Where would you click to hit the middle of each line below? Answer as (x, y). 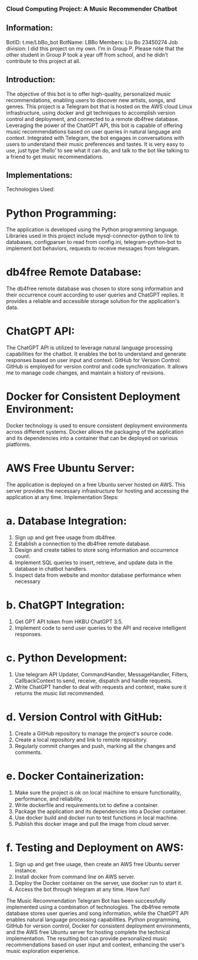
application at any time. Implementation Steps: (63, 497)
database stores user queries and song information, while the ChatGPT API (98, 913)
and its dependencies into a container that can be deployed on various (92, 438)
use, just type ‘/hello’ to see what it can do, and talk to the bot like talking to (98, 150)
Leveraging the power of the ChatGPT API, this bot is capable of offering (95, 125)
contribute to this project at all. (43, 61)
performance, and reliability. (49, 799)
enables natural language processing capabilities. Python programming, (94, 919)
